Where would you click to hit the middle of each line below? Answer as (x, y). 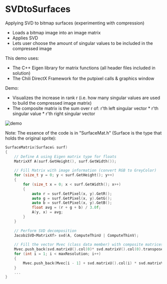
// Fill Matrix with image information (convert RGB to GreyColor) (85, 170)
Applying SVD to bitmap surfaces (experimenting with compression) (75, 23)
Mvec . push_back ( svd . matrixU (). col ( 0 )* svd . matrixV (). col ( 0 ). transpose (89, 249)
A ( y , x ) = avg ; (47, 212)
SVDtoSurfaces (38, 9)
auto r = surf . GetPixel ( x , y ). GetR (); (72, 194)
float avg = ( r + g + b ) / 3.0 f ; (66, 208)
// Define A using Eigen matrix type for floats (65, 156)
